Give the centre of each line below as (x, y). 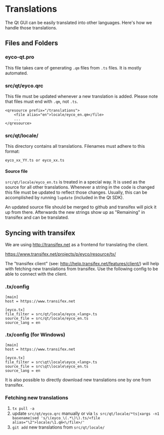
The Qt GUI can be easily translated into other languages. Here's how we (79, 23)
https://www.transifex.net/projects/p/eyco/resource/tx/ (60, 254)
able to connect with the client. (36, 274)
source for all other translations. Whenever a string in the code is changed (80, 187)
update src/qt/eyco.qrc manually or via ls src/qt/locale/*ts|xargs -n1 (86, 413)
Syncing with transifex (40, 233)
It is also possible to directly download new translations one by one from (78, 380)
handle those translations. (31, 27)
